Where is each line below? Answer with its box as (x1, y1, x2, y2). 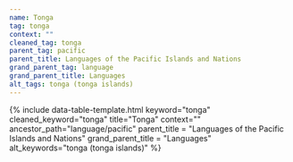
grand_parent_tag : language (9, 64, 114, 72)
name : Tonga (9, 13, 54, 22)
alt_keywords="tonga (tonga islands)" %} (9, 142, 163, 153)
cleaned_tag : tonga (9, 38, 82, 47)
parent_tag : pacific (9, 47, 87, 55)
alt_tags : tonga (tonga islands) (9, 80, 134, 89)
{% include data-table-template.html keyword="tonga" (9, 104, 212, 115)
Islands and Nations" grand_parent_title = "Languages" (9, 132, 212, 143)
